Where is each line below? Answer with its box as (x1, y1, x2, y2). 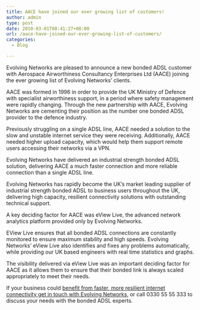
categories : (6, 37, 36, 43)
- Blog (11, 43, 28, 49)
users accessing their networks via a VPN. (6, 145, 111, 152)
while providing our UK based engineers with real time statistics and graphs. (6, 248, 195, 255)
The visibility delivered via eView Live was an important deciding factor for (6, 260, 190, 267)
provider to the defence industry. (6, 113, 87, 121)
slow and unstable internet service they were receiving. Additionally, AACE (6, 131, 190, 139)
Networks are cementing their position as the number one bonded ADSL (6, 107, 184, 115)
